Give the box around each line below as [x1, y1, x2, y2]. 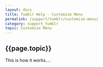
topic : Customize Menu [5, 26, 52, 31]
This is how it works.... [5, 57, 51, 63]
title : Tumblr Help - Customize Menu [5, 12, 83, 17]
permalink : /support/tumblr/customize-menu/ [5, 16, 99, 21]
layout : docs [5, 7, 32, 12]
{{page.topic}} [5, 44, 52, 53]
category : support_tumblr [5, 21, 58, 26]
